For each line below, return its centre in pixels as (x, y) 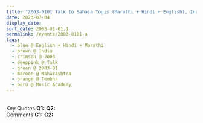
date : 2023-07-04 (28, 17)
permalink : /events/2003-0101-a (47, 34)
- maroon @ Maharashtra (41, 74)
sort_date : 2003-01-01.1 (37, 29)
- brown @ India (32, 51)
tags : (13, 40)
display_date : (24, 23)
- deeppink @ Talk (35, 62)
